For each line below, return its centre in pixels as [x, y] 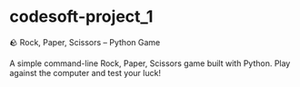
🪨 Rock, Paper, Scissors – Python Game [85, 42]
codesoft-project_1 [81, 17]
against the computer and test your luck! [85, 72]
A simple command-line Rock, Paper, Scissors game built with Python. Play [150, 63]
